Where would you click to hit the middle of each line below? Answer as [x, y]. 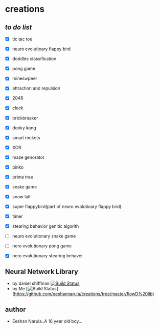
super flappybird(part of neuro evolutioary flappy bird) [67, 207]
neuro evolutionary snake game [44, 236]
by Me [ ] [35, 289]
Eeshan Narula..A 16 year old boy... [47, 321]
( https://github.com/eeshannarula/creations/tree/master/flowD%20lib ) [83, 294]
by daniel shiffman [31, 283]
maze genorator [28, 157]
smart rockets [26, 137]
